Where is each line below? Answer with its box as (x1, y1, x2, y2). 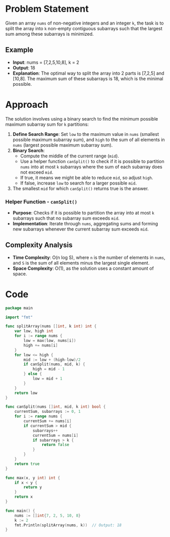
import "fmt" (5, 315, 33, 320)
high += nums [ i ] (23, 343, 58, 348)
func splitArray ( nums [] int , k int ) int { (5, 324, 97, 329)
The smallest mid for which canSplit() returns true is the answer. (12, 185, 149, 192)
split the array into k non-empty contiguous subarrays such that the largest (5, 25, 163, 31)
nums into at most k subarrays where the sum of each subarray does (20, 164, 163, 170)
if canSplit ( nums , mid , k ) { (23, 362, 86, 367)
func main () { (5, 508, 36, 513)
